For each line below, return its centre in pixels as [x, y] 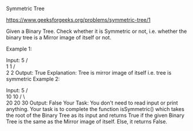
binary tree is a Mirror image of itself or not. [59, 37]
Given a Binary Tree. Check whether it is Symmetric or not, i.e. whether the [97, 31]
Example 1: [19, 49]
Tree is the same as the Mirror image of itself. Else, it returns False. [87, 122]
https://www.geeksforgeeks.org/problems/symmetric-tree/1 [78, 20]
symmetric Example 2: [33, 79]
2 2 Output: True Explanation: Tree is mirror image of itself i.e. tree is [89, 73]
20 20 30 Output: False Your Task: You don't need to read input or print [92, 103]
